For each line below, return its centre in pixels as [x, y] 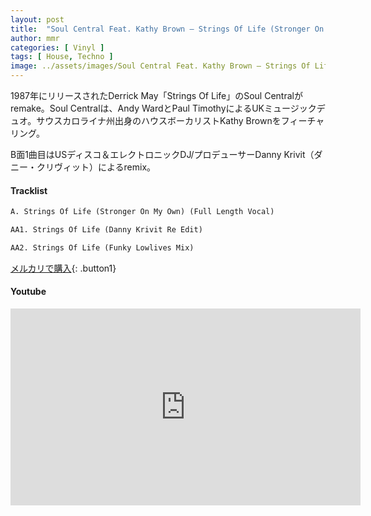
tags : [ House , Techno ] [62, 57]
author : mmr [35, 38]
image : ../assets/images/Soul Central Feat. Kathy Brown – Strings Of [160, 66]
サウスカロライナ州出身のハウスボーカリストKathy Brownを [159, 120]
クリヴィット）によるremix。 [96, 167]
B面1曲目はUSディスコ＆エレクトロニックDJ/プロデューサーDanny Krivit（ [162, 154]
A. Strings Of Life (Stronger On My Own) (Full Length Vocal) [142, 212]
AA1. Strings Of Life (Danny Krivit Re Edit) [106, 230]
